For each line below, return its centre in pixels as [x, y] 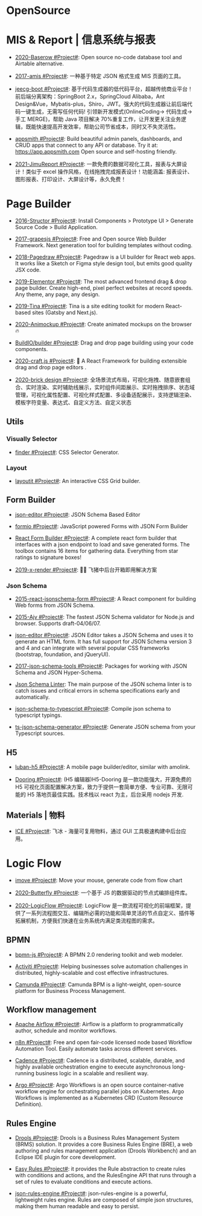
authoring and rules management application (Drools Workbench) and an [106, 1151]
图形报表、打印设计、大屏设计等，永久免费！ [71, 179]
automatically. [32, 697]
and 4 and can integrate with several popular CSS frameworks [92, 648]
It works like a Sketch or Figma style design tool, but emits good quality [104, 264]
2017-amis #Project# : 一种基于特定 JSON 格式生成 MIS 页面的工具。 [99, 76]
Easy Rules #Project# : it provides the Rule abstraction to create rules [100, 1169]
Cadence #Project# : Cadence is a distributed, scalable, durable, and [100, 1061]
